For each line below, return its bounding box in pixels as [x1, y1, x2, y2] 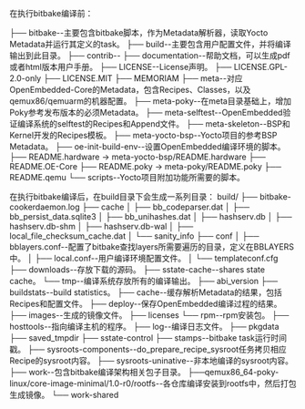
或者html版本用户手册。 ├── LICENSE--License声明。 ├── [9, 62, 232, 72]
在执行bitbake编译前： [9, 8, 94, 18]
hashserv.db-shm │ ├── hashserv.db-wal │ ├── [9, 221, 194, 231]
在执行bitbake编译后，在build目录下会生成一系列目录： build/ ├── [9, 191, 258, 202]
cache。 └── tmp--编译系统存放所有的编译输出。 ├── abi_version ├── [9, 276, 279, 286]
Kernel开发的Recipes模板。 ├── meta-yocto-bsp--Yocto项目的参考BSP [9, 130, 278, 140]
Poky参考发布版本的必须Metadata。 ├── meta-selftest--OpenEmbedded [9, 107, 283, 118]
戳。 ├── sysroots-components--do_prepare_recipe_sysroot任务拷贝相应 [9, 344, 287, 354]
